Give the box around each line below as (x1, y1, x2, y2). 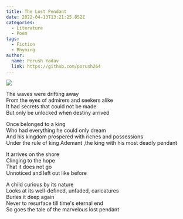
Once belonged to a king (6, 121, 66, 128)
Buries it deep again (6, 194, 55, 201)
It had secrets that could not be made (6, 103, 97, 110)
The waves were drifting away (6, 91, 79, 98)
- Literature (11, 25, 43, 31)
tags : (6, 36, 19, 42)
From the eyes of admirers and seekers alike (6, 97, 113, 104)
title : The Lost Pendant (6, 8, 67, 15)
